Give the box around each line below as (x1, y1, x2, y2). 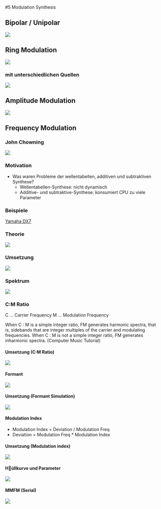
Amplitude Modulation (5, 96, 76, 105)
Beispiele (5, 207, 28, 214)
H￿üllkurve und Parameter (5, 465, 61, 471)
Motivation (5, 162, 32, 169)
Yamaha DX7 (5, 218, 31, 224)
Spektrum (5, 277, 30, 284)
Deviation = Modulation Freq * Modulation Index (12, 432, 110, 438)
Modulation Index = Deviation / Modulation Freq (12, 426, 110, 432)
